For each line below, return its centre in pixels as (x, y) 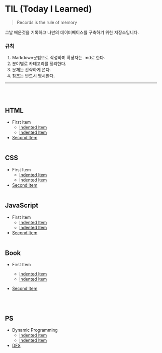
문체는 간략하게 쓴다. (31, 70)
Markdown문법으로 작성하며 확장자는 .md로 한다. (58, 58)
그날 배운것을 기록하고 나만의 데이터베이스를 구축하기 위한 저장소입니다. (72, 32)
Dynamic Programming (35, 330)
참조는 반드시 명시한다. (33, 76)
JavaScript (22, 205)
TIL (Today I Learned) (49, 9)
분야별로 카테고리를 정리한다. (39, 64)
